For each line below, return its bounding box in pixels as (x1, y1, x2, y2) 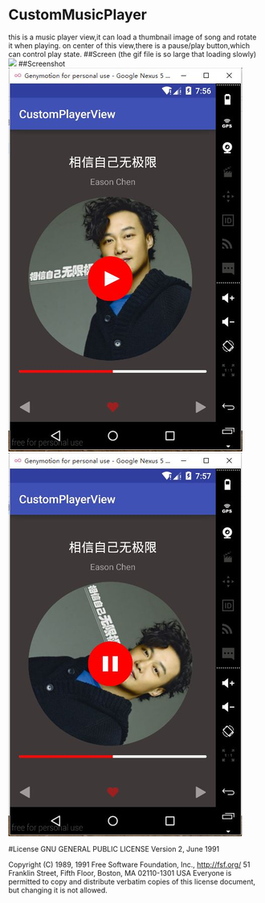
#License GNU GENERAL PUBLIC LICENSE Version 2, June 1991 (8, 844, 220, 853)
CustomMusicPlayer (8, 6, 147, 24)
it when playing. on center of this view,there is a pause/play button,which (8, 40, 251, 50)
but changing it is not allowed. (8, 885, 108, 895)
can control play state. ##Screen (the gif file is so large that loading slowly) (8, 49, 257, 59)
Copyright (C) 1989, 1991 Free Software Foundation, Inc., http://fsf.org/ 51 (8, 860, 251, 869)
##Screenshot (18, 59, 66, 68)
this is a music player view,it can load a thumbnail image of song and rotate (8, 32, 257, 42)
